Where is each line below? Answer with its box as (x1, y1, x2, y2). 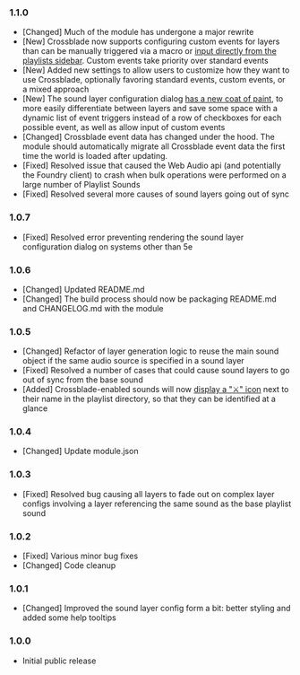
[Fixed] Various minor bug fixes (21, 550, 139, 562)
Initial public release (21, 655, 97, 666)
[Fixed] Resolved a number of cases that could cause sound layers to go (21, 365, 290, 376)
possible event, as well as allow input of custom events (21, 122, 226, 133)
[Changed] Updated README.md (21, 284, 145, 294)
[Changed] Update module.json (21, 446, 139, 457)
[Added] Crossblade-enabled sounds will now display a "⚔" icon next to (21, 384, 289, 395)
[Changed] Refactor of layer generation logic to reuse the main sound (21, 346, 279, 356)
